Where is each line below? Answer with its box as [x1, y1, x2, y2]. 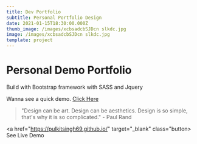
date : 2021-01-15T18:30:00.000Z [6, 20, 88, 26]
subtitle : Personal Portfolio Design [6, 15, 102, 21]
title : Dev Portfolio [6, 9, 61, 15]
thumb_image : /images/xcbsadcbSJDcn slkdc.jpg [6, 26, 126, 32]
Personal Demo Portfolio [6, 63, 132, 77]
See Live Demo [6, 131, 44, 139]
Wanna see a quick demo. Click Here [6, 95, 99, 102]
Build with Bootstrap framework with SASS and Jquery [6, 83, 143, 91]
